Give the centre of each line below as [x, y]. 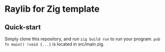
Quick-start [23, 27]
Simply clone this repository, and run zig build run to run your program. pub [82, 39]
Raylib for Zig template [52, 9]
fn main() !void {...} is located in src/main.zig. [55, 44]
